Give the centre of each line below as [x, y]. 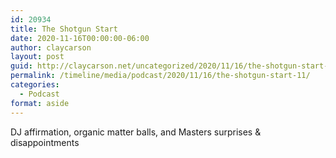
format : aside [40, 103]
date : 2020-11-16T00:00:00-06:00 [80, 38]
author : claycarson [51, 47]
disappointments [45, 142]
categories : [35, 85]
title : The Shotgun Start [64, 29]
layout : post [37, 57]
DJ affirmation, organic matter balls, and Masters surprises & [136, 132]
